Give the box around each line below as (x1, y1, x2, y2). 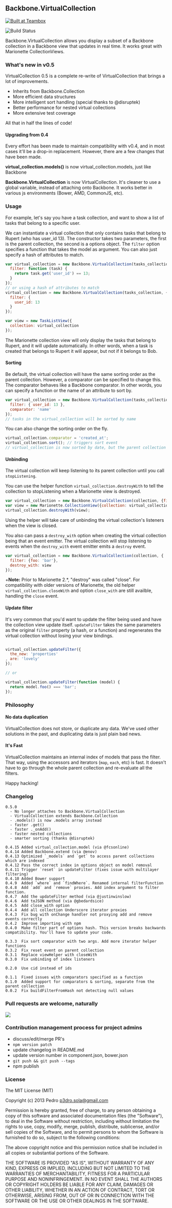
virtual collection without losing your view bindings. (5, 632, 114, 639)
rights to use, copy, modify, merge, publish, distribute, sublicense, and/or (5, 1124, 160, 1130)
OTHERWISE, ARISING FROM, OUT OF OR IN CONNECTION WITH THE (5, 1193, 155, 1199)
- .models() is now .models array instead (10, 818, 102, 823)
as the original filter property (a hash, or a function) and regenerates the (5, 627, 162, 633)
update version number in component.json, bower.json (12, 1052, 128, 1058)
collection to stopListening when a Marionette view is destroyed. (5, 489, 141, 495)
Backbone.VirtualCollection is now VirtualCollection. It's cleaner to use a (5, 179, 161, 185)
